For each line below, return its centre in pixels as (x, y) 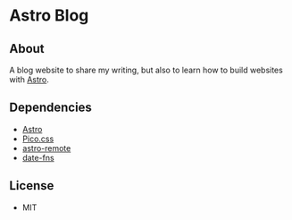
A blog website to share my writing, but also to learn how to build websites (146, 70)
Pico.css (38, 139)
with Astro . (29, 80)
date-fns (38, 157)
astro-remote (46, 148)
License (32, 186)
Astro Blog (49, 16)
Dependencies (50, 108)
